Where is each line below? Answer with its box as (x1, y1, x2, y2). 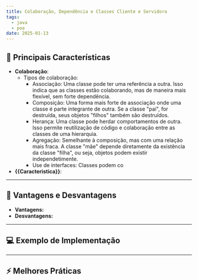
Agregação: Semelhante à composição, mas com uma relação (32, 136, 183, 144)
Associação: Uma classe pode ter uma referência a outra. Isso (32, 80, 184, 87)
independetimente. (32, 155, 78, 162)
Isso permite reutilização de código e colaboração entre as (32, 124, 176, 131)
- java (11, 19, 28, 25)
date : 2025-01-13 (6, 31, 49, 36)
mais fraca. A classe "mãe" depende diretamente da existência (32, 142, 186, 150)
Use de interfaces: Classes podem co (32, 161, 124, 168)
